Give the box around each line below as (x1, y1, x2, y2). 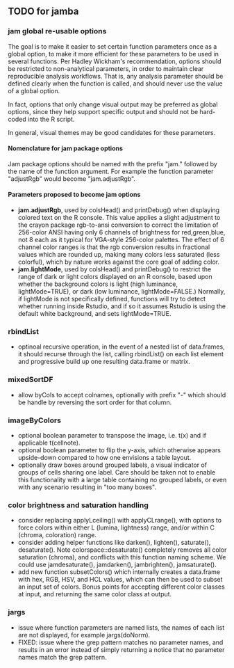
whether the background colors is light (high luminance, (17, 280, 178, 288)
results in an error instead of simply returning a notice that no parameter (17, 645, 225, 653)
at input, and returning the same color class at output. (17, 590, 172, 598)
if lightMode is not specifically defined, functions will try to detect (17, 295, 206, 303)
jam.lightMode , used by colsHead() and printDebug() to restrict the (17, 265, 212, 273)
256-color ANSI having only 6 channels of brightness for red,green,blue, (17, 228, 226, 237)
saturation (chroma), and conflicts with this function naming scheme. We (17, 553, 226, 562)
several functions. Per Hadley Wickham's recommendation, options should (8, 57, 222, 65)
